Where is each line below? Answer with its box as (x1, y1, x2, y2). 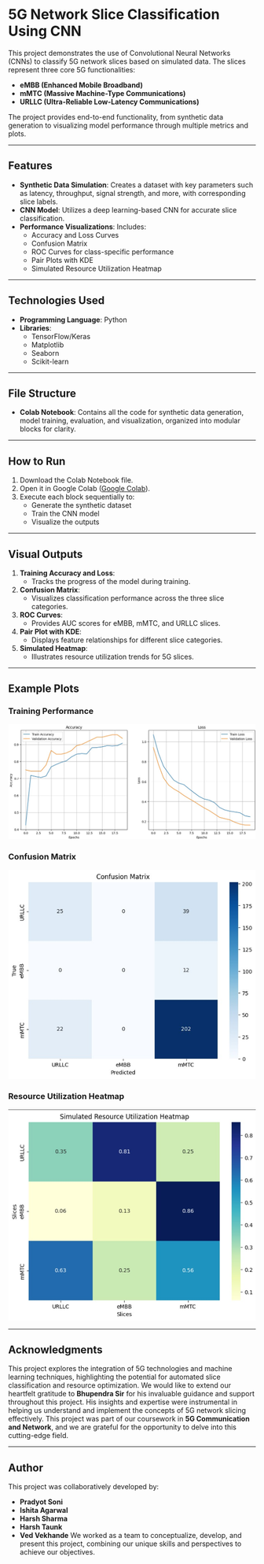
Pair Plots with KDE (31, 255, 94, 264)
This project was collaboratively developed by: (8, 1482, 159, 1492)
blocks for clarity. (19, 424, 76, 434)
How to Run (8, 454, 66, 468)
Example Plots (8, 682, 80, 696)
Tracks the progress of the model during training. (31, 577, 191, 586)
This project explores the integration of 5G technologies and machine (8, 1364, 233, 1374)
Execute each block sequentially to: (19, 492, 135, 501)
